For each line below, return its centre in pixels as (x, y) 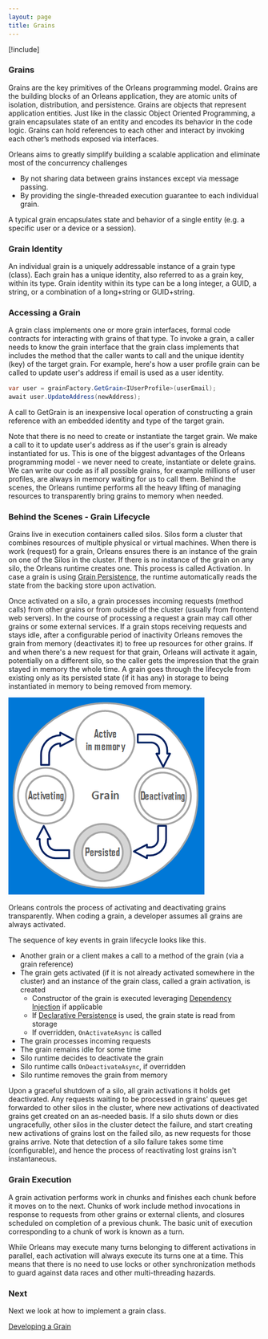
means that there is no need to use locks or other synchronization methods (132, 1264)
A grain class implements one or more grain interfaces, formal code (119, 330)
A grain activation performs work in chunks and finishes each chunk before (132, 1197)
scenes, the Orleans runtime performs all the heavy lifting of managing (125, 488)
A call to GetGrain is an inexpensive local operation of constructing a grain (131, 413)
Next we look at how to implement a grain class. (87, 1311)
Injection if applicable (67, 1007)
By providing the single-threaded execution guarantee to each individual (139, 195)
